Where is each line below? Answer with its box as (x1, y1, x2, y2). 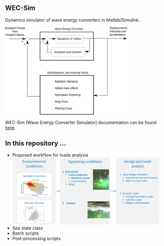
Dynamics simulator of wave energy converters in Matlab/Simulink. (5, 17, 141, 23)
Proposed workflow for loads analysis (12, 152, 89, 158)
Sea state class (12, 225, 43, 231)
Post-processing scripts (12, 236, 61, 242)
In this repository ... (5, 139, 67, 147)
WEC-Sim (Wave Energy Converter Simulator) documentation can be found (5, 120, 157, 126)
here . (5, 125, 16, 131)
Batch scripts (12, 230, 39, 236)
